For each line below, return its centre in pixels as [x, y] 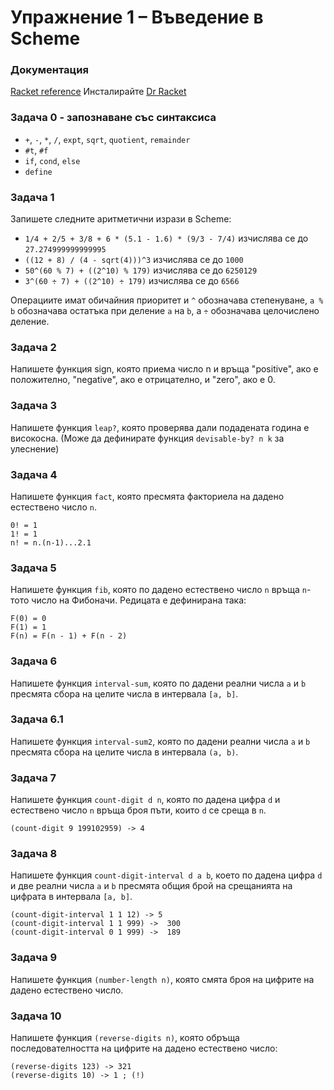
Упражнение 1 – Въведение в [137, 17]
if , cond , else [52, 160]
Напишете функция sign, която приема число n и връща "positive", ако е [164, 369]
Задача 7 [33, 778]
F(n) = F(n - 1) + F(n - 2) [69, 636]
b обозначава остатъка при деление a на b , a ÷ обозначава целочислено [165, 311]
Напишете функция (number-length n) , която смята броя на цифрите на [162, 979]
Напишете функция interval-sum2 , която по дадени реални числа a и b [160, 741]
